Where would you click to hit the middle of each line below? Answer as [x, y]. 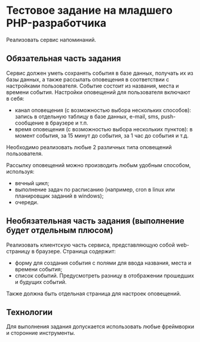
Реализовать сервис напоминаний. [51, 40]
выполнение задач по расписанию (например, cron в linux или [95, 189]
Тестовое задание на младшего [90, 10]
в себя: [16, 98]
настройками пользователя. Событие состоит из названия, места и [93, 86]
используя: [20, 171]
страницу [18, 251]
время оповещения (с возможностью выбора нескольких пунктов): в [104, 129]
